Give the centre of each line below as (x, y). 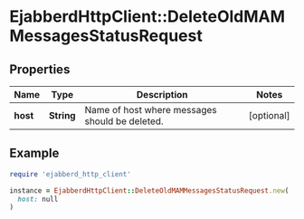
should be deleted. (124, 121)
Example (34, 153)
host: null (38, 199)
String (62, 115)
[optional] (269, 115)
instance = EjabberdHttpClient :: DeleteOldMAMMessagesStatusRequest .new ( (149, 190)
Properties (40, 69)
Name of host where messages (151, 110)
